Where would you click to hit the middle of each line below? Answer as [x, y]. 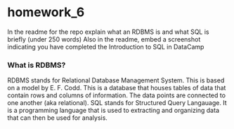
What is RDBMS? [37, 65]
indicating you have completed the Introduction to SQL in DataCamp [106, 47]
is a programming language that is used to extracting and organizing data [113, 111]
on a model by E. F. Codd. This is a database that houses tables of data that [117, 88]
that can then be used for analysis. [57, 118]
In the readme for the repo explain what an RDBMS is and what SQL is [108, 32]
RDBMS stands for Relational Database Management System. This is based [116, 80]
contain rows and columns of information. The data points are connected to [117, 95]
